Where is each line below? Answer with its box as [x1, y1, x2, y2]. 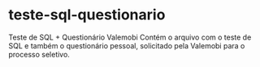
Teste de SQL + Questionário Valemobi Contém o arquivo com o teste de [8, 32, 252, 42]
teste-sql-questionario [8, 6, 166, 24]
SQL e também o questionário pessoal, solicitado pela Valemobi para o [8, 40, 245, 50]
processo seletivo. [8, 49, 71, 59]
